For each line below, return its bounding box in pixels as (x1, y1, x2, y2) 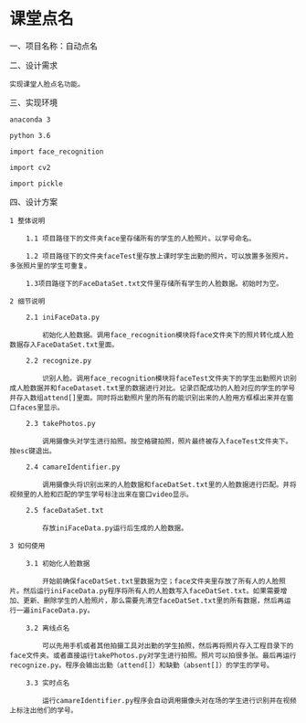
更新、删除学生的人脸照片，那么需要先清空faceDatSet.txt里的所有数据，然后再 (22, 596, 285, 605)
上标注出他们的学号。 (9, 706, 78, 715)
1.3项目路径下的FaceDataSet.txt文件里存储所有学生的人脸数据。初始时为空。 (26, 279, 283, 288)
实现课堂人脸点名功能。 (9, 80, 85, 89)
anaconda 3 (9, 115, 51, 124)
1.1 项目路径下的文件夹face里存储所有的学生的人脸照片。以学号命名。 (26, 234, 256, 243)
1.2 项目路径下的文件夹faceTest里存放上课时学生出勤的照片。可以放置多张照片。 (26, 251, 293, 260)
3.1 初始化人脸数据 (26, 558, 90, 568)
